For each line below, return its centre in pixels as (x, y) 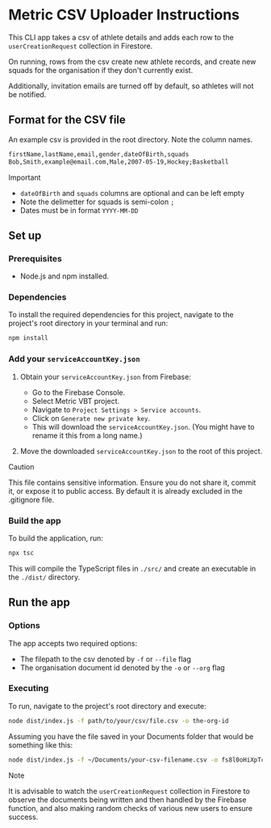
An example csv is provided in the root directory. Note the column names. (131, 139)
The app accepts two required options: (73, 643)
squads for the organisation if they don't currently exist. (101, 70)
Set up (25, 235)
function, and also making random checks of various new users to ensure (131, 808)
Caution (21, 466)
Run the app (39, 603)
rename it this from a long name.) (87, 435)
